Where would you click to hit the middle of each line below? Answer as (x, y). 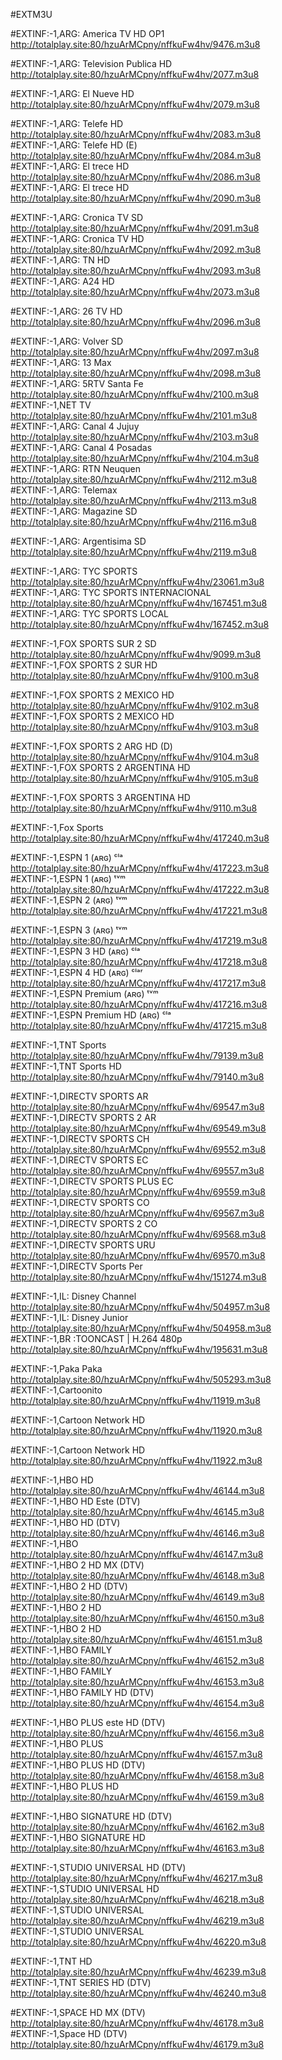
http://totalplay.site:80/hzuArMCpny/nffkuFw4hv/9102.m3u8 (135, 705)
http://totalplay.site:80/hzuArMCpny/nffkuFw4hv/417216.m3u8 (139, 1004)
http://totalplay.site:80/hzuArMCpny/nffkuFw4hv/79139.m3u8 (137, 1055)
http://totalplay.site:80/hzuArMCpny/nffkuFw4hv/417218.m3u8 (139, 962)
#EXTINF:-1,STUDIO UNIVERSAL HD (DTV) (98, 1867)
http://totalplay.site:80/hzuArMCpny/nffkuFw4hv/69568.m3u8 (138, 1234)
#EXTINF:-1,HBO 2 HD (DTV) (69, 1586)
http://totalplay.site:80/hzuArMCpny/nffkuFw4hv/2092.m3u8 (136, 249)
